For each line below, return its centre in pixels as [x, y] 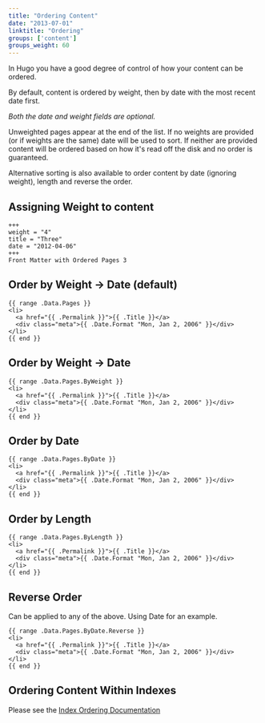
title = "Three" [35, 239]
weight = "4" [30, 232]
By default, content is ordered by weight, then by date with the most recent [132, 92]
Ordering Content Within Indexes [92, 691]
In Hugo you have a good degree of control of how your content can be [126, 68]
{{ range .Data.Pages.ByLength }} [66, 538]
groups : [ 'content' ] [43, 38]
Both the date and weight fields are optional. [82, 116]
